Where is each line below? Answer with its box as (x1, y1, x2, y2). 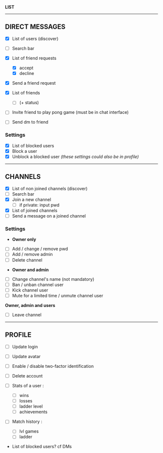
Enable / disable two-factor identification (12, 363, 94, 369)
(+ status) (19, 100, 39, 106)
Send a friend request (12, 80, 56, 86)
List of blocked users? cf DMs (12, 444, 72, 450)
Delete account (12, 373, 43, 379)
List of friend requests (12, 55, 57, 61)
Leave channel (12, 311, 42, 318)
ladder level (19, 403, 43, 409)
